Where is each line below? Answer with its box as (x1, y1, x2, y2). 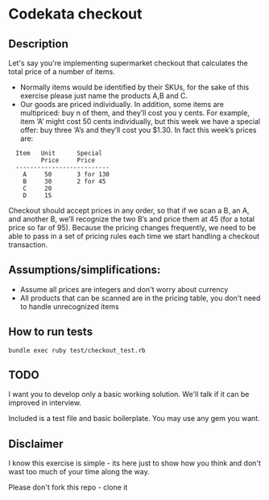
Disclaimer (8, 436, 64, 451)
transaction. (8, 240, 48, 250)
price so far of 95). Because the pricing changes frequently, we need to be (8, 223, 256, 232)
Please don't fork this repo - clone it (8, 482, 128, 492)
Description (8, 37, 68, 51)
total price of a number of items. (8, 67, 115, 76)
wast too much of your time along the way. (8, 467, 151, 477)
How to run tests (8, 325, 93, 339)
